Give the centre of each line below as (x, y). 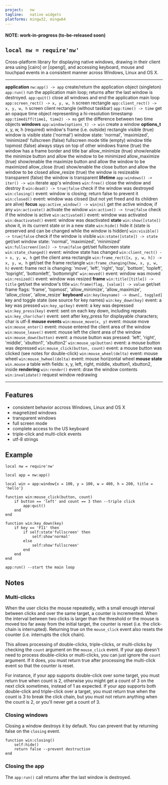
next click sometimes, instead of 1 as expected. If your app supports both (81, 686)
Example (19, 455)
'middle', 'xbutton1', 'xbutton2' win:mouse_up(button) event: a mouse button (83, 343)
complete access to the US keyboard (50, 428)
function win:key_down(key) (34, 524)
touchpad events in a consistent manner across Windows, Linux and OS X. (82, 72)
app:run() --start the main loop (40, 567)
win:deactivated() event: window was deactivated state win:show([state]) (83, 220)
